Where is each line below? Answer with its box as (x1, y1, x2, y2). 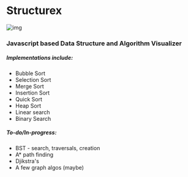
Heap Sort (15, 102, 42, 109)
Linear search (15, 108, 50, 116)
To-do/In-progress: (6, 129, 57, 136)
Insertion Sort (15, 89, 50, 96)
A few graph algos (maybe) (15, 164, 85, 171)
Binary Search (15, 115, 51, 122)
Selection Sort (15, 76, 51, 83)
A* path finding (15, 151, 54, 158)
